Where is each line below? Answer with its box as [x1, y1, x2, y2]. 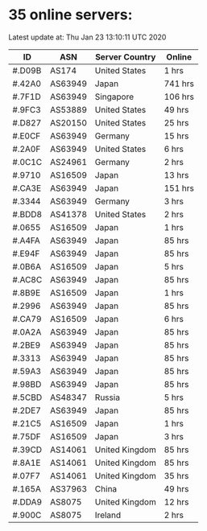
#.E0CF [12, 130, 41, 142]
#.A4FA [12, 235, 40, 246]
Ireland [94, 509, 122, 521]
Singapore [94, 91, 135, 102]
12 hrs [164, 496, 189, 508]
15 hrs [164, 130, 189, 142]
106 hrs [164, 91, 195, 102]
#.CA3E [12, 183, 42, 194]
